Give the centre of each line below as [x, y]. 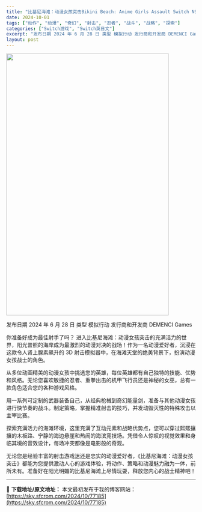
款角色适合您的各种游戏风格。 [43, 387]
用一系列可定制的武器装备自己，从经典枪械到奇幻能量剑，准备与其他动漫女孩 [101, 400]
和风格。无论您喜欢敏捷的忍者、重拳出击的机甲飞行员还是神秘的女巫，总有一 [101, 380]
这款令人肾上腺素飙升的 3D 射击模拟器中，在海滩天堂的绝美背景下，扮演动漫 [101, 352]
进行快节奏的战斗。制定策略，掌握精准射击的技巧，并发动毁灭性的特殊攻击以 [101, 408]
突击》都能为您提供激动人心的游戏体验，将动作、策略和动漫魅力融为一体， [98, 463]
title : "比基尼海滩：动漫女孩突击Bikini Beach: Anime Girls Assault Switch [98, 12]
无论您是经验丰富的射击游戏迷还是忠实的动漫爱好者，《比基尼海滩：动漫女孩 [100, 456]
